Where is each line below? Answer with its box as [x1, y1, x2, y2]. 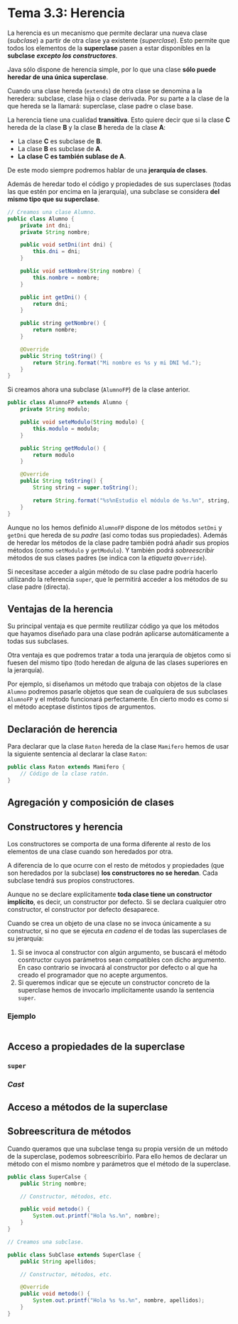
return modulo [33, 451, 75, 458]
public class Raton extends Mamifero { [7, 764, 126, 771]
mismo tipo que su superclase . [7, 195, 100, 203]
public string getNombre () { [20, 319, 107, 327]
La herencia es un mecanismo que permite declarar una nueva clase [7, 29, 207, 37]
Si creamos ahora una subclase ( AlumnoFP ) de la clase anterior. [7, 385, 190, 394]
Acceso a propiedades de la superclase [7, 1040, 185, 1052]
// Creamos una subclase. [7, 1238, 84, 1246]
